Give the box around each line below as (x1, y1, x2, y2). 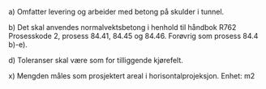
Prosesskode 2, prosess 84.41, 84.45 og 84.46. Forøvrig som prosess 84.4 (8, 32, 259, 40)
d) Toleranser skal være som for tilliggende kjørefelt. (8, 56, 184, 65)
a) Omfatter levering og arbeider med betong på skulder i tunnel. (8, 7, 225, 16)
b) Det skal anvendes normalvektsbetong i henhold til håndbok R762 (8, 23, 237, 32)
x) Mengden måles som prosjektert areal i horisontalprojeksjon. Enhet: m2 (8, 71, 255, 80)
